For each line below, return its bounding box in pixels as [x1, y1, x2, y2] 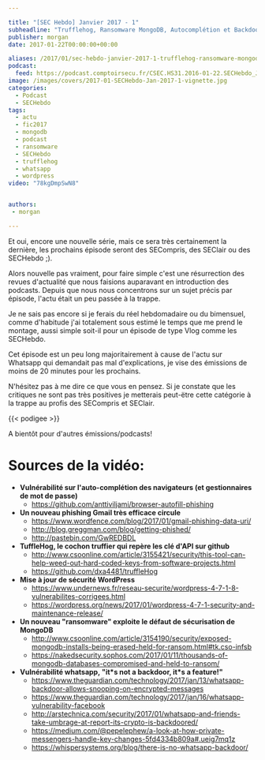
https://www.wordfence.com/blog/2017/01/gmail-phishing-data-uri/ [31, 516, 252, 526]
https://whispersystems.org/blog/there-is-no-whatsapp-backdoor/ [31, 743, 248, 752]
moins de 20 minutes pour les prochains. [8, 366, 141, 376]
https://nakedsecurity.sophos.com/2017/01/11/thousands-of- [31, 650, 229, 660]
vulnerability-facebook [31, 700, 106, 710]
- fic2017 [15, 121, 47, 129]
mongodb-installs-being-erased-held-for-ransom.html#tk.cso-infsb [31, 642, 252, 651]
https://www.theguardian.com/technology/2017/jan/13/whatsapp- [31, 676, 244, 685]
